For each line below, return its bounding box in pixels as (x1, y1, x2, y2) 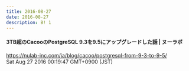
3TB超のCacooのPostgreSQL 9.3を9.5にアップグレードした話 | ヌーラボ (6, 38, 183, 45)
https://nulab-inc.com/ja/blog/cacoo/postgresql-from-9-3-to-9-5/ (6, 52, 167, 59)
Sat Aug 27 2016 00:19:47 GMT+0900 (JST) (6, 58, 113, 65)
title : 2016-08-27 (6, 8, 51, 15)
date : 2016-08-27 (6, 14, 49, 20)
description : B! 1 (6, 19, 51, 25)
